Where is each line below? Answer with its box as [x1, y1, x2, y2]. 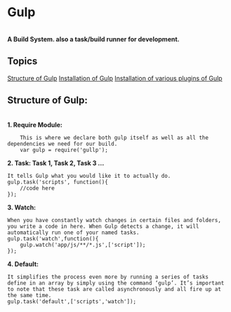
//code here [20, 184, 55, 192]
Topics [7, 56, 38, 67]
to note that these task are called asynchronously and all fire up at [7, 285, 221, 292]
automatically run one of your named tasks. [7, 229, 140, 236]
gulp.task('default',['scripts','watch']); [7, 298, 137, 305]
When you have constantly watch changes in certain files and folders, [7, 216, 221, 223]
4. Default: [7, 259, 39, 268]
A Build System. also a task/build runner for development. [7, 34, 180, 43]
